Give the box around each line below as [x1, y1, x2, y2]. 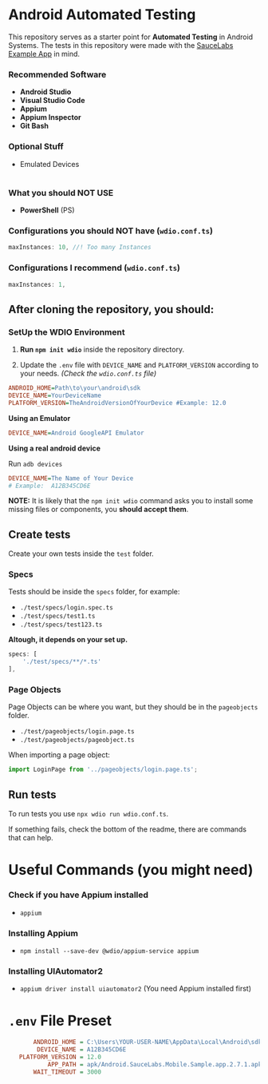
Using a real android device [8, 443, 101, 453]
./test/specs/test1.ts [19, 613, 96, 621]
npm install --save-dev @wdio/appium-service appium [19, 947, 199, 955]
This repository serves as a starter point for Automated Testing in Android [8, 32, 254, 42]
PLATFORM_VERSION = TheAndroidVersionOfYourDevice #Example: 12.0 [8, 399, 227, 407]
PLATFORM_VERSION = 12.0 [18, 1053, 102, 1061]
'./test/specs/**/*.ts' [22, 657, 102, 666]
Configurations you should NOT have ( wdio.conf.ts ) [8, 225, 214, 236]
